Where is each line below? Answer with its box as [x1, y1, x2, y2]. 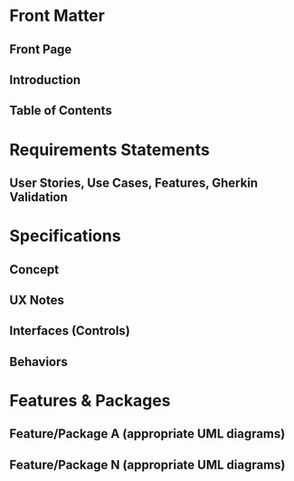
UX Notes [9, 292, 65, 308]
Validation [9, 189, 68, 205]
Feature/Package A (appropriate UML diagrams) [9, 427, 286, 442]
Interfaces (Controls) [9, 323, 131, 339]
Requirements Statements [9, 139, 210, 159]
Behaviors [9, 354, 68, 370]
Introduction [9, 72, 81, 87]
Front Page [9, 42, 72, 57]
